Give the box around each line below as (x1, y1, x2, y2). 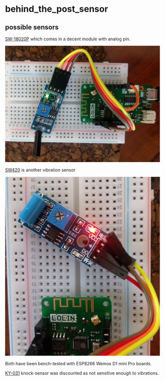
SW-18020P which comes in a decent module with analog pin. (5, 36, 131, 42)
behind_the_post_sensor (5, 3, 109, 15)
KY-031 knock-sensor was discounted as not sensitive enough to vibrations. (5, 370, 159, 376)
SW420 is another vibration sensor (5, 167, 76, 173)
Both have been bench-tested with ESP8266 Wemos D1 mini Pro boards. (5, 360, 152, 366)
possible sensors (5, 23, 59, 31)
